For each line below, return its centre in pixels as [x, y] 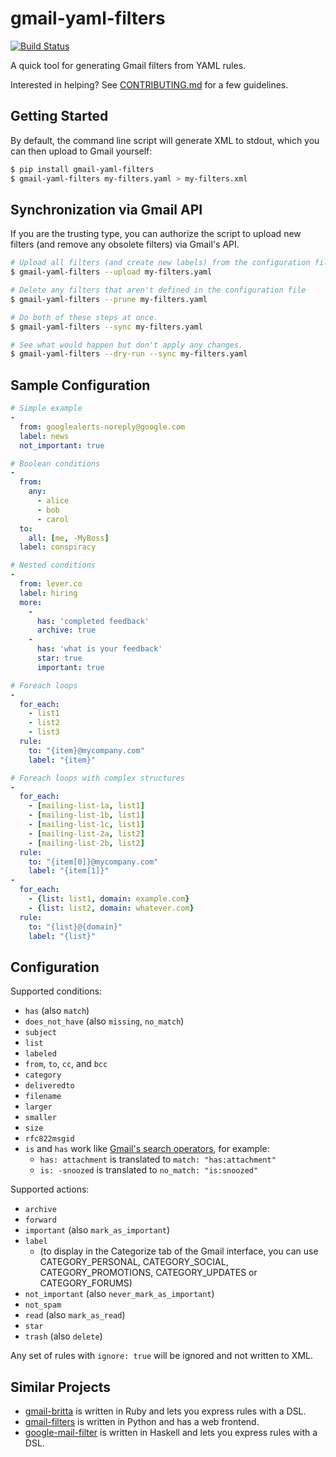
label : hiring [48, 593]
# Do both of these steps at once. [84, 317]
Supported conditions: [56, 991]
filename [43, 1097]
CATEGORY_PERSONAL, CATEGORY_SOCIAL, [134, 1262]
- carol [53, 519]
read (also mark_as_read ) [75, 1315]
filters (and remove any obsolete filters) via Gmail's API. [125, 244]
